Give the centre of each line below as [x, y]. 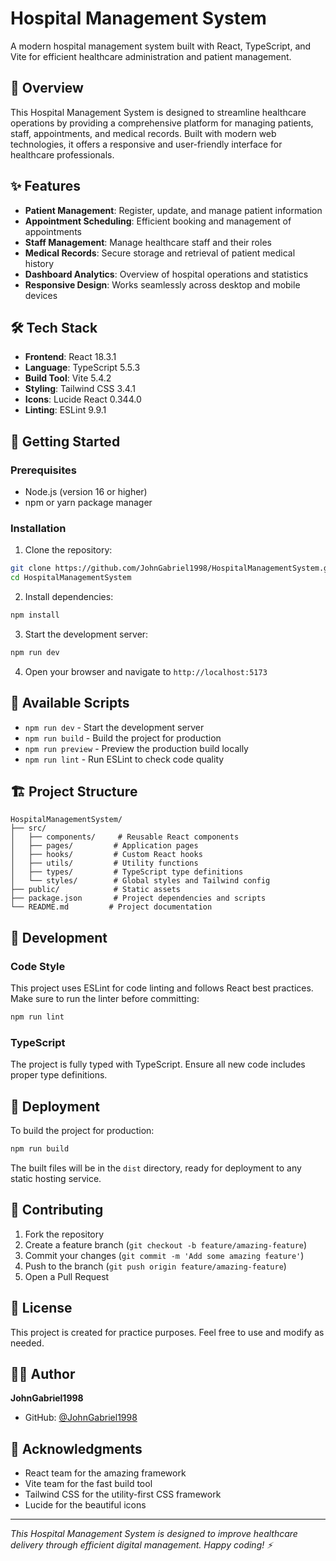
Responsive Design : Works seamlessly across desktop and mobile [162, 284]
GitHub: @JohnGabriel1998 [81, 1418]
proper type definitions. [59, 1075]
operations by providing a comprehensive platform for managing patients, [162, 123]
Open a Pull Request [67, 1276]
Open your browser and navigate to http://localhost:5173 [146, 671]
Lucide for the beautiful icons [85, 1505]
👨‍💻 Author [43, 1374]
